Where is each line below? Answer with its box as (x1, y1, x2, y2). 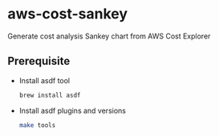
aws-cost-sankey (7, 5, 128, 23)
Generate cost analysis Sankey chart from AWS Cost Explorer (7, 31, 211, 41)
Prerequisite (7, 54, 71, 68)
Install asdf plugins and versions (18, 106, 126, 115)
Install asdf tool (18, 75, 71, 85)
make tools (18, 121, 56, 129)
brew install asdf (18, 91, 81, 99)
